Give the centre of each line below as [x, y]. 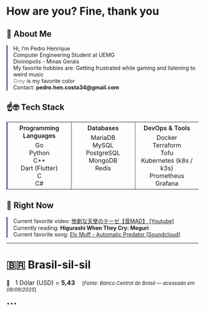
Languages [39, 136]
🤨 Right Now [30, 206]
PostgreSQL [103, 153]
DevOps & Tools [167, 128]
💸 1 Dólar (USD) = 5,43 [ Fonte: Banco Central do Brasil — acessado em [101, 282]
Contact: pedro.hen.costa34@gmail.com [66, 87]
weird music [28, 74]
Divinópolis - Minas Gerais [46, 61]
